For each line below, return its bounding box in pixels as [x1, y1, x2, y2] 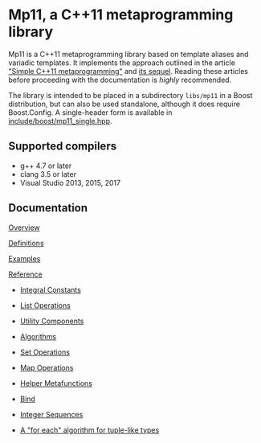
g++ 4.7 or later [19, 161, 72, 170]
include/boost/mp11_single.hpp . [8, 116, 112, 125]
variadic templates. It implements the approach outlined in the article [8, 58, 235, 68]
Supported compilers [8, 139, 117, 154]
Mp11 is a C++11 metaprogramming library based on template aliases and [8, 49, 249, 59]
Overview [8, 223, 40, 232]
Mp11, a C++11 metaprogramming [8, 6, 234, 24]
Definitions [8, 238, 44, 248]
